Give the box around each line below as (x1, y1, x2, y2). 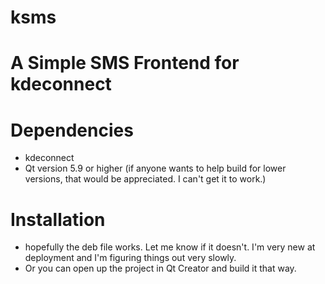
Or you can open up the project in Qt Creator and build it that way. (24, 262, 297, 275)
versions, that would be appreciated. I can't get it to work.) (24, 173, 267, 185)
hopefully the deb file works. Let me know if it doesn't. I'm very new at (24, 241, 316, 253)
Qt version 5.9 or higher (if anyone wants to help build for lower (24, 162, 287, 175)
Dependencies (10, 119, 134, 141)
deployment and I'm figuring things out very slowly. (24, 252, 237, 264)
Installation (10, 208, 106, 231)
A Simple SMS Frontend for (10, 52, 240, 75)
